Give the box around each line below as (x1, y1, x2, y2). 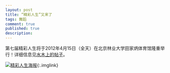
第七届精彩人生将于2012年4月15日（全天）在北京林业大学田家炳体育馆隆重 (5, 45, 161, 51)
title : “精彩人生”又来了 (5, 12, 52, 17)
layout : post (5, 7, 33, 13)
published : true (5, 26, 40, 31)
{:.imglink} (37, 62, 58, 68)
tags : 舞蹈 (5, 17, 27, 22)
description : (5, 31, 33, 36)
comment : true (5, 21, 36, 27)
